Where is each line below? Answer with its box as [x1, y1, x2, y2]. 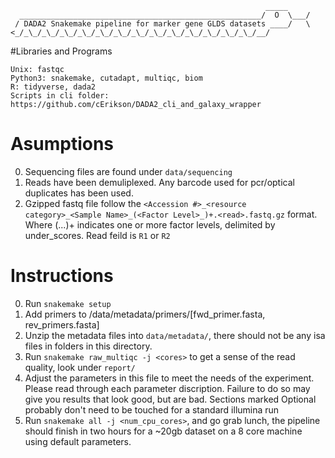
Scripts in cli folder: [10, 91, 110, 101]
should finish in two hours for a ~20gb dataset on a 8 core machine [24, 425, 303, 437]
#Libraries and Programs [10, 45, 113, 57]
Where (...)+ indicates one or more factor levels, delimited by [24, 218, 276, 231]
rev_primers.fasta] [24, 318, 100, 331]
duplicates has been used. [24, 187, 134, 199]
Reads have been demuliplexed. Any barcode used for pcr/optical [24, 176, 295, 188]
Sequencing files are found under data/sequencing [24, 165, 233, 177]
